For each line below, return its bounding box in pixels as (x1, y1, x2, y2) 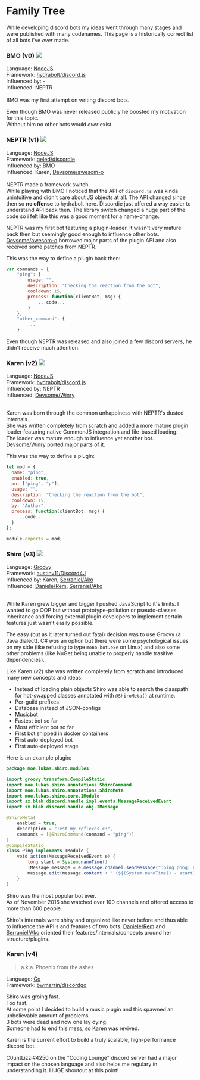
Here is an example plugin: (6, 754, 71, 761)
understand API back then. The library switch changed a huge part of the (6, 206, 186, 213)
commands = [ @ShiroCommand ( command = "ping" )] (17, 831, 135, 838)
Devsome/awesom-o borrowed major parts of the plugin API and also (6, 236, 177, 244)
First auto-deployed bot (14, 736, 73, 743)
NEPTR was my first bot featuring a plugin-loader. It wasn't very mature (6, 224, 182, 231)
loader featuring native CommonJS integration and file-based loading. (6, 428, 178, 435)
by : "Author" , (11, 503, 46, 509)
